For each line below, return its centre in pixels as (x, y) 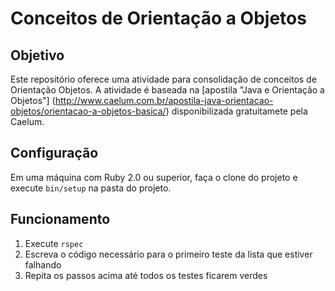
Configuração (54, 153)
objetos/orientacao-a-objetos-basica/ (88, 111)
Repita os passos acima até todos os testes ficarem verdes (146, 275)
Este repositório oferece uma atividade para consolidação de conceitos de (163, 79)
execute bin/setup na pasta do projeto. (91, 188)
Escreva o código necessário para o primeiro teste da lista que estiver (168, 254)
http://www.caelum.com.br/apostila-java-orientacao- (164, 100)
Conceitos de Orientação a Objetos (158, 18)
